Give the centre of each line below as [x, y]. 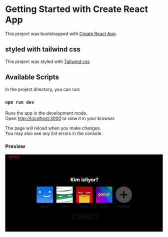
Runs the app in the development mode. [46, 113]
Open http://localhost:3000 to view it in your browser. [60, 118]
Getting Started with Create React [77, 9]
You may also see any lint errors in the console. [54, 133]
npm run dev [20, 102]
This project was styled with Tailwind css [47, 61]
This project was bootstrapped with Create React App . [61, 33]
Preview [15, 146]
